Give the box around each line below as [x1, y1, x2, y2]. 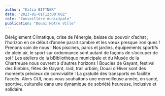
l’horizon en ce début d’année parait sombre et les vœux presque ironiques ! [5, 40, 160, 46]
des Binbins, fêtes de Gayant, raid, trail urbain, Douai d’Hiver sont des [5, 66, 146, 72]
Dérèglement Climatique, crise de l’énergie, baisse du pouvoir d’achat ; [5, 34, 149, 40]
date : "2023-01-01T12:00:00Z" [5, 12, 67, 17]
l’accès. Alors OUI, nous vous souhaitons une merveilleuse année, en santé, [5, 76, 159, 82]
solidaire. [5, 86, 24, 92]
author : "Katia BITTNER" [5, 7, 56, 12]
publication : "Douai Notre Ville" [5, 21, 76, 26]
